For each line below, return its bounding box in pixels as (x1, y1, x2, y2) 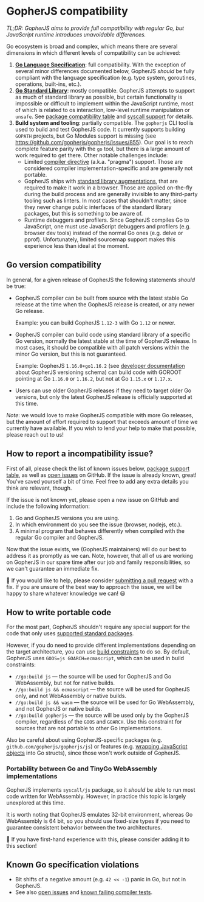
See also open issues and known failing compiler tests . (15, 889, 153, 896)
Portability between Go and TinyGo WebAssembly (6, 764, 158, 773)
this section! (6, 842, 37, 849)
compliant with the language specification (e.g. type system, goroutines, (15, 74, 196, 81)
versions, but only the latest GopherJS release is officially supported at (15, 393, 192, 400)
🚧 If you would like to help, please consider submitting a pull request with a (6, 577, 194, 584)
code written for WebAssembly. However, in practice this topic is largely (6, 792, 186, 800)
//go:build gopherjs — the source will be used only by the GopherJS (15, 711, 189, 719)
